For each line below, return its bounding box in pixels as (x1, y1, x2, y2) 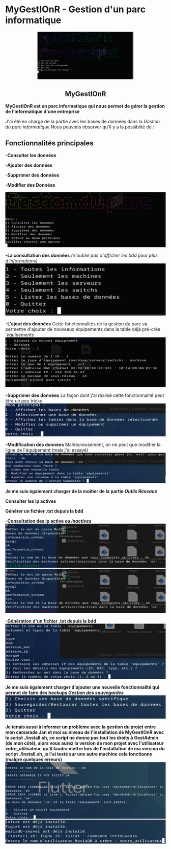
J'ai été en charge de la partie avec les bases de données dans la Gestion (5, 119, 160, 125)
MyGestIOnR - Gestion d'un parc (5, 4, 146, 15)
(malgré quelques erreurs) (5, 756, 63, 763)
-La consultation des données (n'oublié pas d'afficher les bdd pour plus (5, 252, 158, 259)
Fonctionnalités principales (5, 139, 94, 147)
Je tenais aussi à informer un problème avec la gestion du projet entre (5, 724, 156, 730)
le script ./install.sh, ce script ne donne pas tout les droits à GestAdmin (5, 735, 159, 741)
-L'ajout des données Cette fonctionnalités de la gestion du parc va (5, 321, 148, 327)
